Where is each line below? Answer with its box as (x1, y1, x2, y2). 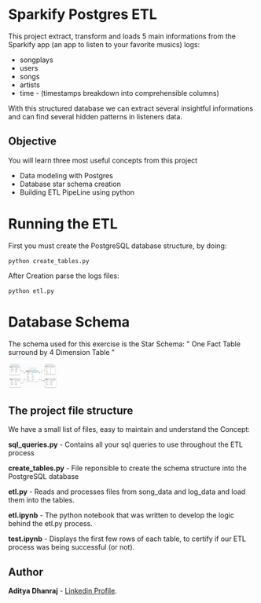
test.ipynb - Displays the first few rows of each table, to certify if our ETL (8, 534, 246, 543)
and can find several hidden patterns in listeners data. (8, 111, 183, 121)
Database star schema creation (19, 179, 122, 188)
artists (19, 80, 41, 90)
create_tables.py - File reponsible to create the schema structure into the (8, 463, 248, 473)
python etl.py (8, 287, 55, 295)
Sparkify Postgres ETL (8, 5, 157, 24)
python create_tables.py (8, 257, 90, 265)
